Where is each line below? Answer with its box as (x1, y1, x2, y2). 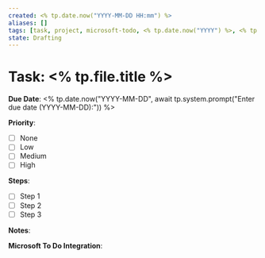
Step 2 (19, 200, 42, 210)
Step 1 (19, 191, 40, 201)
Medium (19, 152, 48, 161)
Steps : (8, 176, 30, 186)
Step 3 (19, 210, 42, 219)
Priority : (8, 118, 36, 128)
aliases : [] (8, 19, 48, 27)
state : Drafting (8, 33, 62, 42)
